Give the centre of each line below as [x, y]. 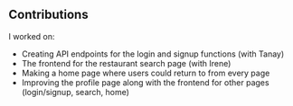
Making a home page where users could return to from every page [146, 73]
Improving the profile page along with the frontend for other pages [145, 82]
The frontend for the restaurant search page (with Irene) [126, 63]
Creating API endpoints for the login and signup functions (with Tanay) [153, 54]
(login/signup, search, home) [76, 92]
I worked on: [32, 36]
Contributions [48, 15]
